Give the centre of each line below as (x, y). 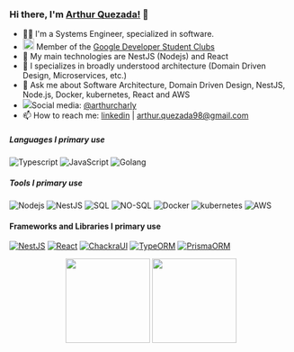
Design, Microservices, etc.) (75, 76)
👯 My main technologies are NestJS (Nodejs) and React (125, 57)
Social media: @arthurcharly (84, 105)
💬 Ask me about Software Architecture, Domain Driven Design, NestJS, (154, 86)
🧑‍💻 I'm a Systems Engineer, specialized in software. (118, 34)
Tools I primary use (46, 183)
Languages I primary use (57, 140)
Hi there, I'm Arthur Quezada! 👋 (79, 14)
